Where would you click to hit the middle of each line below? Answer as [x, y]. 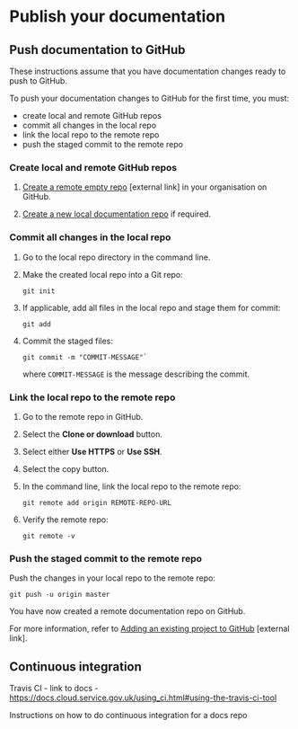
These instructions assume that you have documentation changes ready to [148, 71]
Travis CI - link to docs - [54, 688]
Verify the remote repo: [66, 520]
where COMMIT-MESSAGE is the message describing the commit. [136, 374]
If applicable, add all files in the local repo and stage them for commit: [151, 307]
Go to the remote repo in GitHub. [83, 416]
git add [36, 324]
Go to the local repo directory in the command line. [116, 257]
